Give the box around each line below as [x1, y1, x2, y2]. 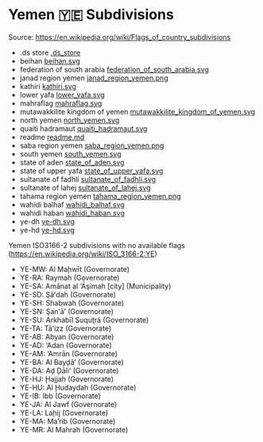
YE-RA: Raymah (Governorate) [19, 273, 120, 282]
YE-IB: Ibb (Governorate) [19, 391, 102, 401]
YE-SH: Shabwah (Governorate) [19, 298, 125, 308]
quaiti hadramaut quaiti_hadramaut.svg [19, 123, 148, 133]
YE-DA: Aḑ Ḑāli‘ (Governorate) [19, 366, 119, 375]
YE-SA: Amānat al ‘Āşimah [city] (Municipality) [19, 281, 172, 291]
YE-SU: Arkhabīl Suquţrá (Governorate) [19, 315, 149, 324]
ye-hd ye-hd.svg [19, 225, 75, 235]
